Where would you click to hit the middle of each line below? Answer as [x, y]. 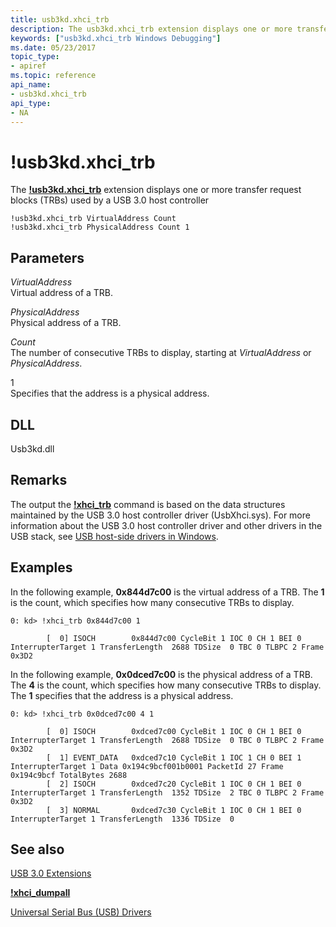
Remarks [39, 480]
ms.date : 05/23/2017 [53, 47]
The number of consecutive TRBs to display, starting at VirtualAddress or [161, 353]
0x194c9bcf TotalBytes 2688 [69, 775]
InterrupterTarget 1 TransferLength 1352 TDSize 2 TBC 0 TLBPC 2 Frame [167, 792]
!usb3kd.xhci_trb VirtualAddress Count [93, 219]
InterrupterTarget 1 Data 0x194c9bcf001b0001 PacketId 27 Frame [147, 766]
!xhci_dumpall [40, 893]
